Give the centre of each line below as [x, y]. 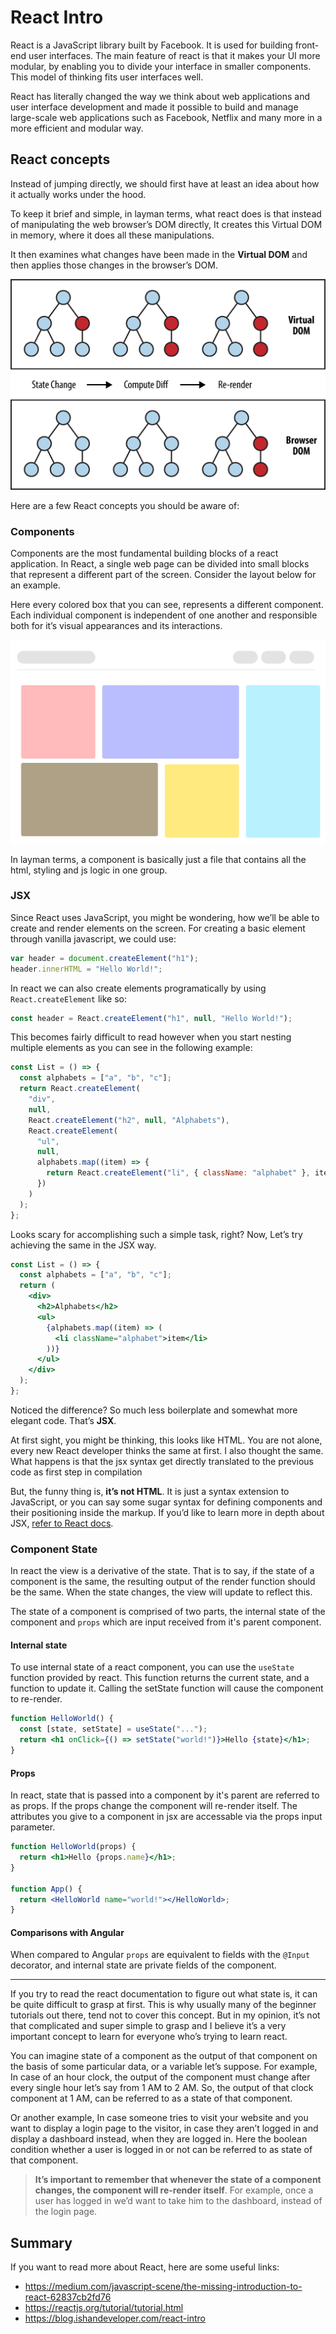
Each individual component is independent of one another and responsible [164, 615]
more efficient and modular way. [77, 128]
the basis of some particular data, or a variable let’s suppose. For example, [164, 2067]
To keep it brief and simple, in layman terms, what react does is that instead [166, 213]
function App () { [46, 1889]
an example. [35, 585]
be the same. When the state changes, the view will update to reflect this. [161, 1592]
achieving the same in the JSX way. [83, 1245]
